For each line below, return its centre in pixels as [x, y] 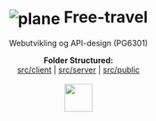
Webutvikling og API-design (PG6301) [78, 44]
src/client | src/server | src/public [78, 70]
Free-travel [106, 17]
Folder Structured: [78, 60]
